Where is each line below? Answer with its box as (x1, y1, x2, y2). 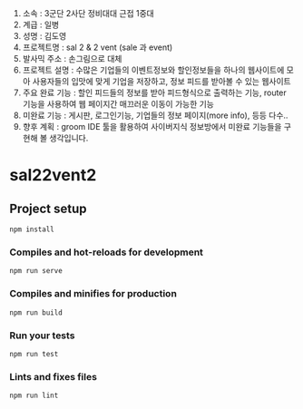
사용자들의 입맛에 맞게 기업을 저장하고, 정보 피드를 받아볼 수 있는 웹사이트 (32, 76, 292, 86)
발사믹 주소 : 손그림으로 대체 (22, 54, 122, 63)
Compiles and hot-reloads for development (9, 246, 204, 258)
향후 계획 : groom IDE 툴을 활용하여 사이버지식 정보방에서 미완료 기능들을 (22, 122, 282, 131)
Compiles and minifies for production (9, 287, 177, 300)
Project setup (9, 200, 88, 216)
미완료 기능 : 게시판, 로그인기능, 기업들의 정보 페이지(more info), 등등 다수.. (22, 110, 288, 121)
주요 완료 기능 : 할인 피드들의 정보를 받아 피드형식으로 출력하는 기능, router (22, 87, 288, 98)
